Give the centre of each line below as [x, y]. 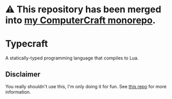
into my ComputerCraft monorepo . [80, 20]
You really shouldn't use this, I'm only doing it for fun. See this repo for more [86, 86]
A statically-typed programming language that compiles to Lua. [72, 58]
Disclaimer [23, 74]
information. [18, 92]
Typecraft [27, 44]
